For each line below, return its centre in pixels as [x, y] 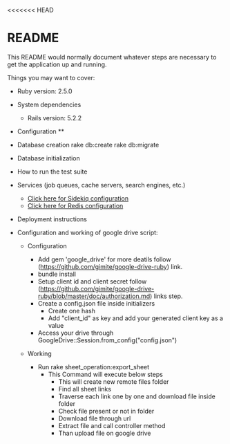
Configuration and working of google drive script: [87, 232]
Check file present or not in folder [106, 411]
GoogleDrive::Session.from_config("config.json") [107, 340]
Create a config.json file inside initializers [96, 303]
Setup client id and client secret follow [92, 281]
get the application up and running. [57, 64]
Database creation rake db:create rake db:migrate [88, 145]
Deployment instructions [52, 219]
